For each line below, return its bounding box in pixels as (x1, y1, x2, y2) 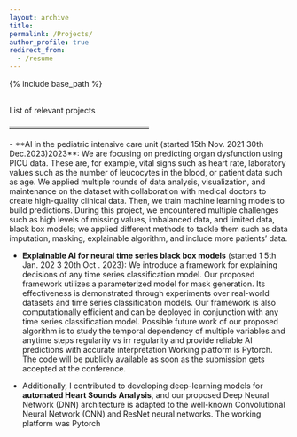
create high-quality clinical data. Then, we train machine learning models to (9, 196, 285, 206)
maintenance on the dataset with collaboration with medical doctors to (9, 186, 267, 196)
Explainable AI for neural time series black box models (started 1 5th (21, 250, 277, 261)
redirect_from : (9, 46, 66, 55)
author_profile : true (9, 37, 90, 47)
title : (9, 21, 34, 30)
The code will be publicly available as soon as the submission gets (21, 354, 265, 364)
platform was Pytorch (21, 418, 101, 428)
